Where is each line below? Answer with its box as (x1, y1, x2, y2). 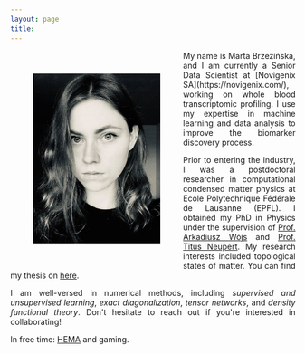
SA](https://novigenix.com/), (183, 79, 290, 90)
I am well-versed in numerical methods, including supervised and (10, 287, 296, 298)
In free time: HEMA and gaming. (10, 333, 129, 344)
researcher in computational (183, 173, 296, 185)
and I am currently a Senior (183, 60, 296, 71)
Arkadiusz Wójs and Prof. (183, 231, 296, 242)
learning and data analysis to (183, 118, 296, 129)
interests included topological (183, 250, 296, 262)
